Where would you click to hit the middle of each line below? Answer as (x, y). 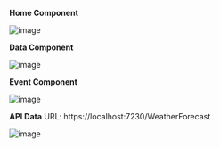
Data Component (41, 47)
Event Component (44, 82)
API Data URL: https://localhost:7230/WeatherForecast (110, 116)
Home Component (44, 13)
